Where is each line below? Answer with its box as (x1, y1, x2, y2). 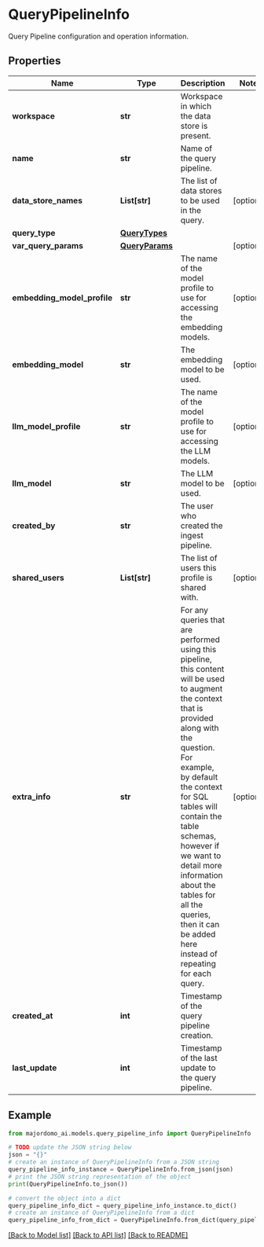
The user (180, 501, 214, 512)
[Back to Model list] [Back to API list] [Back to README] (8, 1230, 189, 1240)
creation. (180, 1029, 214, 1040)
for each (180, 968, 212, 979)
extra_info (12, 791, 51, 802)
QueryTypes (120, 227, 167, 238)
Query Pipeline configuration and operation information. (8, 31, 189, 41)
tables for (180, 889, 216, 900)
